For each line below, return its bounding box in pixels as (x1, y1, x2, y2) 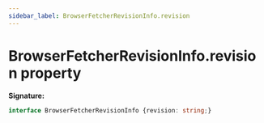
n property (8, 64, 82, 82)
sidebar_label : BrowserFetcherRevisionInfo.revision (8, 11, 190, 20)
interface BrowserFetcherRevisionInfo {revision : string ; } (8, 106, 212, 114)
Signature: (8, 91, 45, 100)
